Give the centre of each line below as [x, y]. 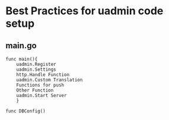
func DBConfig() [25, 111]
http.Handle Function [43, 75]
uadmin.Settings [36, 70]
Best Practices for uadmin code [84, 11]
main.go [21, 45]
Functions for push [40, 85]
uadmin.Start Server [42, 96]
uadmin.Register [36, 64]
